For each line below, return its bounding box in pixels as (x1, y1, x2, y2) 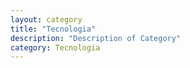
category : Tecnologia (10, 42, 101, 53)
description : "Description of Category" (10, 33, 182, 43)
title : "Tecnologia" (10, 24, 97, 34)
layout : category (10, 14, 83, 25)
